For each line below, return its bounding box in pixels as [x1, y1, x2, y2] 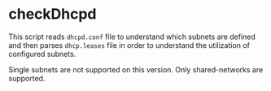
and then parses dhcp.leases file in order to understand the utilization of [8, 40, 251, 50]
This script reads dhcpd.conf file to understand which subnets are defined [8, 32, 256, 41]
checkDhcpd [8, 5, 97, 24]
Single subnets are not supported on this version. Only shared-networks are [8, 64, 264, 74]
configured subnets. [8, 49, 76, 58]
